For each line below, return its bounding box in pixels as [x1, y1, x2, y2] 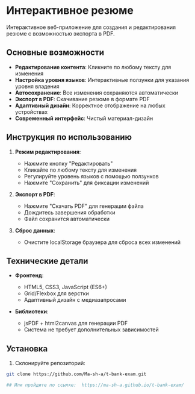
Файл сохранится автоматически [23, 215, 110, 222]
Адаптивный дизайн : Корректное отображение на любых [14, 102, 166, 109]
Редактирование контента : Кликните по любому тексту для [14, 63, 172, 70]
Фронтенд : [14, 272, 44, 279]
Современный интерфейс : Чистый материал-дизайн [14, 114, 153, 122]
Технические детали [6, 255, 88, 266]
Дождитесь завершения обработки [23, 208, 116, 216]
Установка [6, 343, 48, 354]
